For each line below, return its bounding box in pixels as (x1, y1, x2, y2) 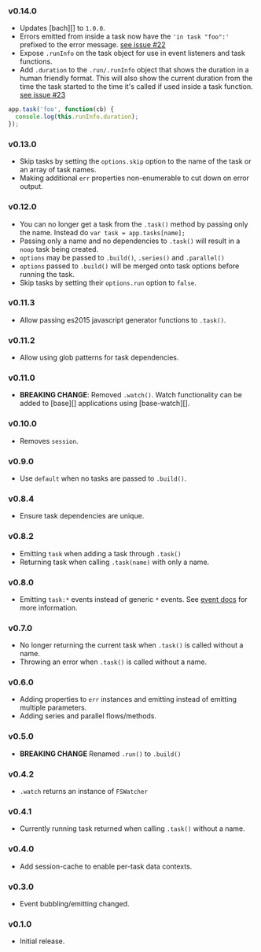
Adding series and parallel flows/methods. (19, 711, 157, 721)
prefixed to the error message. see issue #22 (19, 40, 167, 50)
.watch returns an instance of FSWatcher (19, 787, 148, 796)
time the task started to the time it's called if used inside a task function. (19, 82, 253, 91)
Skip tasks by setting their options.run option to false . (19, 278, 197, 287)
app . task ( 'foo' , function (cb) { (8, 105, 114, 113)
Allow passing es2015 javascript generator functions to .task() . (19, 315, 226, 324)
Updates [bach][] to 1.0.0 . (19, 24, 105, 33)
